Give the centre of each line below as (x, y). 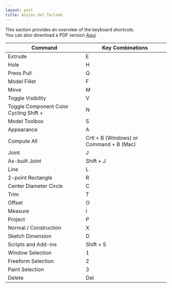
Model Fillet (22, 81)
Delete (16, 278)
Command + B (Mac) (111, 144)
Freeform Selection (31, 261)
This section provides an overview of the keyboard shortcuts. (70, 29)
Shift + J (96, 161)
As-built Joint (25, 161)
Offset (15, 202)
